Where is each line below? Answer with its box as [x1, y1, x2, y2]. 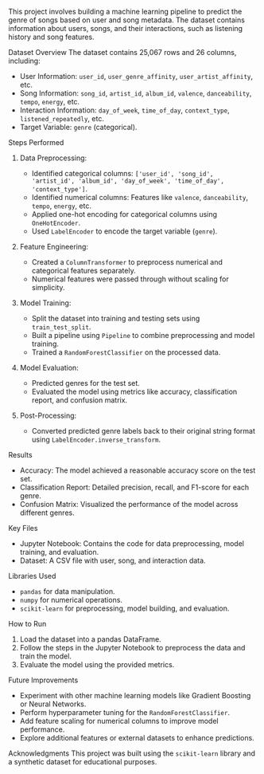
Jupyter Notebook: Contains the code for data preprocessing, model [19, 539, 245, 548]
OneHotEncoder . [31, 218, 81, 227]
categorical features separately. [31, 266, 137, 275]
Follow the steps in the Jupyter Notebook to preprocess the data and [19, 643, 246, 652]
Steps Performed [8, 138, 64, 147]
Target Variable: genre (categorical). [19, 123, 138, 132]
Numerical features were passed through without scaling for [31, 274, 229, 284]
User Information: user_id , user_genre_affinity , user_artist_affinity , [19, 72, 253, 81]
